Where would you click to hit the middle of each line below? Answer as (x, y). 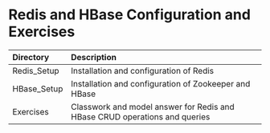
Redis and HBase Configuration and (130, 15)
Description (94, 57)
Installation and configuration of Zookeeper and (161, 83)
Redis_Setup (36, 71)
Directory (31, 57)
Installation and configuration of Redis (143, 71)
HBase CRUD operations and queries (141, 116)
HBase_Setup (38, 88)
